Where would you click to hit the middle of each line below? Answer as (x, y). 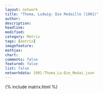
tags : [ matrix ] (20, 41)
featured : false (21, 64)
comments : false (21, 59)
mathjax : (14, 50)
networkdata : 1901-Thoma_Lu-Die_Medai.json (50, 73)
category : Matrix (23, 37)
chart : (12, 55)
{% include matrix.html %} (31, 87)
